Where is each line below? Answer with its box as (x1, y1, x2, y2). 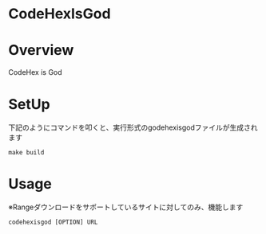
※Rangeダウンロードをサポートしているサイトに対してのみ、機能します (8, 202, 244, 212)
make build (8, 149, 45, 157)
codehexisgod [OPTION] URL (8, 218, 98, 226)
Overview (8, 41, 74, 60)
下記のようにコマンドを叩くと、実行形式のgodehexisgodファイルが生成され (8, 123, 258, 132)
